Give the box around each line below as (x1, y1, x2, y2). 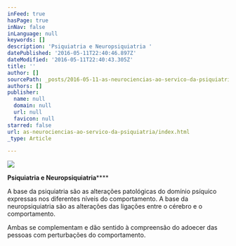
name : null (13, 96, 46, 103)
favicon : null (13, 115, 55, 122)
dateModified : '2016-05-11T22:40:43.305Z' (7, 56, 133, 63)
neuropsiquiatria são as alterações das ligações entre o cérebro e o (7, 202, 202, 211)
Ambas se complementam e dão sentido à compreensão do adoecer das (7, 223, 218, 232)
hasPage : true (7, 17, 49, 24)
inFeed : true (7, 10, 46, 18)
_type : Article (7, 135, 52, 142)
